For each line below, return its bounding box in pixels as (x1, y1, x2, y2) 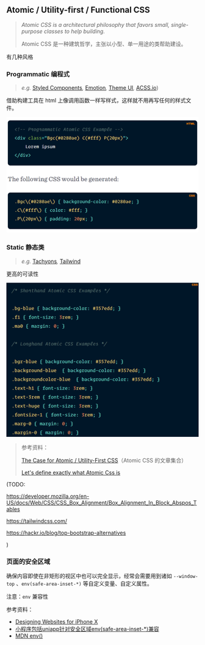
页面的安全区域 (6, 558, 51, 566)
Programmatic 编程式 (6, 70, 70, 78)
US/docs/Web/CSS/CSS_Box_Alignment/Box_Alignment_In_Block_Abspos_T (6, 499, 197, 506)
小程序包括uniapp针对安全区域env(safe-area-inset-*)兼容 (15, 625, 160, 633)
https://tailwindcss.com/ (6, 517, 68, 525)
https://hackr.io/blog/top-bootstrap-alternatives (6, 529, 126, 536)
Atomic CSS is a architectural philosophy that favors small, (21, 21, 170, 28)
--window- (173, 574, 198, 580)
